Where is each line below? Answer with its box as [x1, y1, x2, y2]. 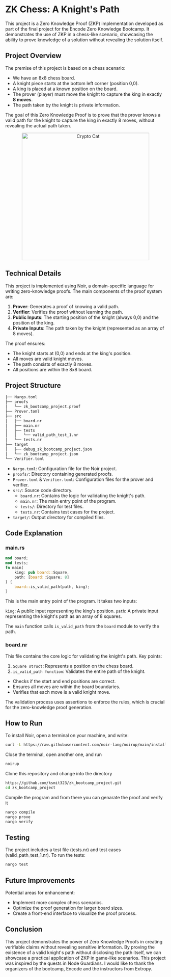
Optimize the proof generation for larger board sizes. [12, 905, 124, 911]
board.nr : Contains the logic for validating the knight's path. [20, 493, 146, 499]
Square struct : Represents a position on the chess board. [12, 663, 134, 669]
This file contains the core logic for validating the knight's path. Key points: [5, 653, 162, 659]
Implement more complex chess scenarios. [12, 900, 103, 906]
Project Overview [5, 51, 62, 60]
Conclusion [5, 925, 43, 934]
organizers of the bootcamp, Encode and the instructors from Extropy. [5, 965, 153, 971]
